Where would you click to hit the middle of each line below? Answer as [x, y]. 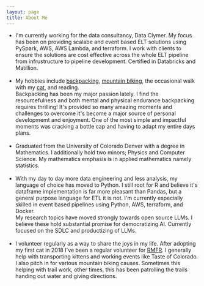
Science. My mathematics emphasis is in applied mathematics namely [103, 159]
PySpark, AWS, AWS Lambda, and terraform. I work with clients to [98, 48]
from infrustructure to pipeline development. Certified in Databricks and [105, 61]
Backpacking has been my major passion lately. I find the [87, 94]
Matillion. [27, 67]
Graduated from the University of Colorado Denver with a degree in [100, 146]
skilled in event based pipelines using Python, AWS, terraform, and [99, 204]
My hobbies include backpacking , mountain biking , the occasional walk [105, 81]
